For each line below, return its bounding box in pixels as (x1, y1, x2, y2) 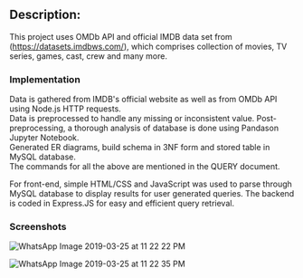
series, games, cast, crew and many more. (9, 50, 167, 62)
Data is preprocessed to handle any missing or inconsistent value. (9, 113, 255, 124)
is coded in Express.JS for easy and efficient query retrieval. (9, 198, 235, 209)
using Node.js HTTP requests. (9, 103, 122, 114)
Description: (9, 7, 81, 23)
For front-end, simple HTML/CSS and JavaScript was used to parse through (9, 178, 292, 189)
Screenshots (9, 221, 67, 234)
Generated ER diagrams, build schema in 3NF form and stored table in (9, 142, 270, 153)
